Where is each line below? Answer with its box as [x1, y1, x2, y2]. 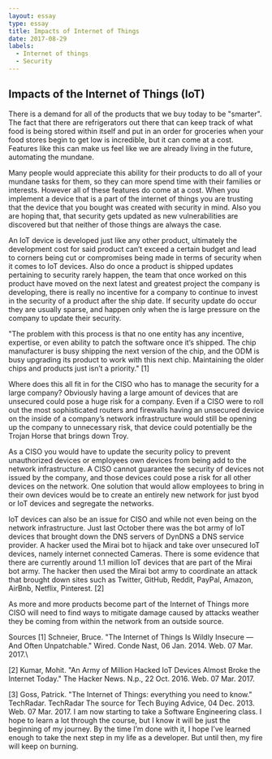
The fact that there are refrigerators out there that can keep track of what [8, 117, 253, 127]
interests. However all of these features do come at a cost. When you [8, 184, 240, 195]
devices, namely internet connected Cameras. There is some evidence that [8, 549, 260, 558]
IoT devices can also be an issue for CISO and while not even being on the [8, 514, 257, 524]
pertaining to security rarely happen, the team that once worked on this [8, 270, 248, 280]
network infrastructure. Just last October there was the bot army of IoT [8, 523, 246, 532]
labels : [8, 42, 35, 50]
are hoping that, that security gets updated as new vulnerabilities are [8, 210, 239, 220]
